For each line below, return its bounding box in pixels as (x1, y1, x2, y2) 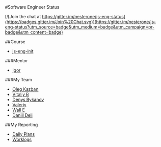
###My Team (5, 77, 32, 82)
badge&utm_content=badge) (5, 29, 63, 35)
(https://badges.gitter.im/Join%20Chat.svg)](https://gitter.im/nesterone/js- (5, 19, 156, 24)
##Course (5, 39, 26, 45)
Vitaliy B (12, 92, 29, 97)
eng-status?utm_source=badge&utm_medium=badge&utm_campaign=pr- (5, 24, 155, 30)
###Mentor (5, 58, 28, 63)
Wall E (12, 107, 25, 113)
